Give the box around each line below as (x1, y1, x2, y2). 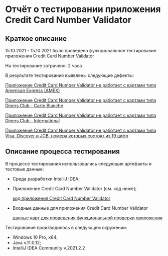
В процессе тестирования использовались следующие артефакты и (5, 160, 152, 166)
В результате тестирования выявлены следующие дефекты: (5, 72, 134, 78)
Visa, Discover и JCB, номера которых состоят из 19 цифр (5, 133, 129, 139)
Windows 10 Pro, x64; (12, 234, 58, 240)
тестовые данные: (5, 166, 44, 172)
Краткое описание (5, 34, 67, 43)
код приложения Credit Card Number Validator (12, 195, 111, 201)
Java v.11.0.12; (12, 239, 41, 245)
